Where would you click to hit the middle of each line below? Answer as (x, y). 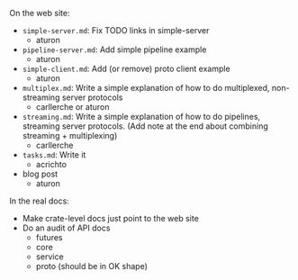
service (50, 257)
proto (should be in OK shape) (92, 266)
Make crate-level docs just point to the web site (111, 218)
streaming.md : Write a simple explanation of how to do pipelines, (141, 117)
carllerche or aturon (72, 107)
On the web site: (40, 13)
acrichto (51, 164)
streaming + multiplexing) (70, 135)
